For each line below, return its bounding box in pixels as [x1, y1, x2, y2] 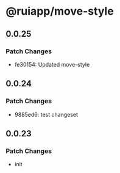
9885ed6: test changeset [14, 111, 79, 118]
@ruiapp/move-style [5, 4, 114, 18]
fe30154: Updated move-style [14, 61, 90, 68]
